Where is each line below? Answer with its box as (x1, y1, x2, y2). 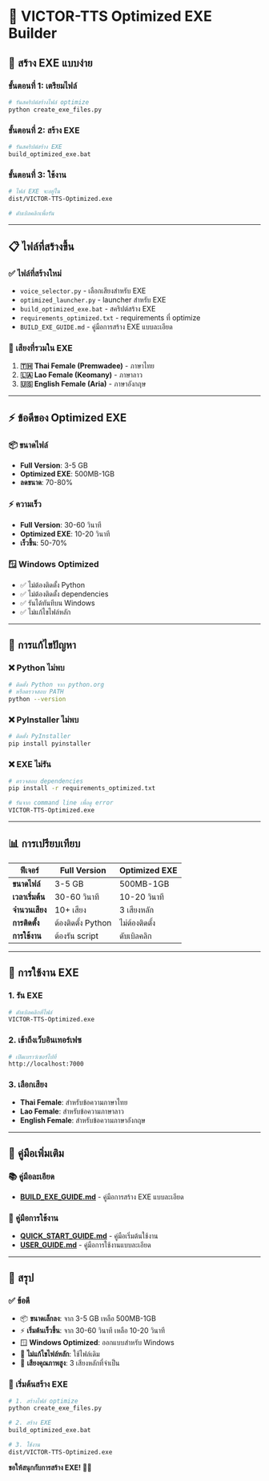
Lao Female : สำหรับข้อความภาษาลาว (19, 1106, 124, 1116)
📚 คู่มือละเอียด (8, 1170, 54, 1182)
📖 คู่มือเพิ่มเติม (8, 1146, 64, 1160)
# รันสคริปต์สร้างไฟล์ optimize (8, 98, 90, 106)
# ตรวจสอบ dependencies (8, 777, 84, 785)
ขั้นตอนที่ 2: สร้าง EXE (8, 124, 80, 135)
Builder (8, 24, 58, 42)
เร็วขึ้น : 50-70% (19, 538, 68, 548)
